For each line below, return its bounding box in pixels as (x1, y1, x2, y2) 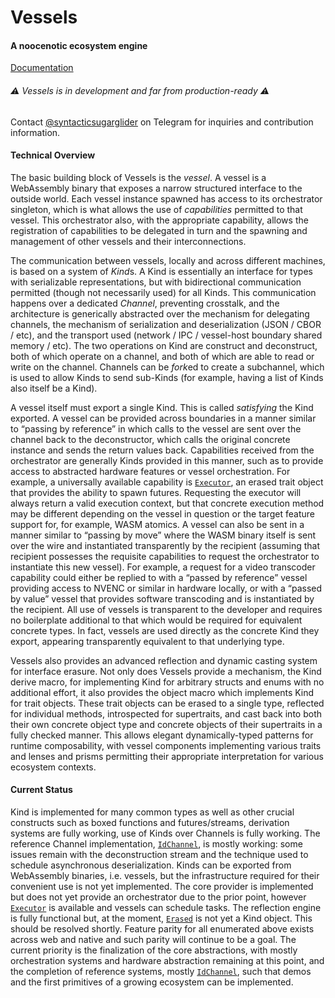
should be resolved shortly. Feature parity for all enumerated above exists (10, 923, 315, 935)
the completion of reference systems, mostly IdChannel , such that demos (10, 966, 312, 977)
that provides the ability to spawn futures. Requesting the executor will (10, 486, 302, 498)
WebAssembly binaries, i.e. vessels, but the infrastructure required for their (10, 870, 320, 881)
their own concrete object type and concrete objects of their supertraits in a (10, 718, 323, 730)
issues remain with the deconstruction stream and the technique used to (10, 849, 309, 860)
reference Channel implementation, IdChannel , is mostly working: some (10, 838, 303, 850)
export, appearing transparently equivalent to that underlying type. (10, 635, 285, 647)
